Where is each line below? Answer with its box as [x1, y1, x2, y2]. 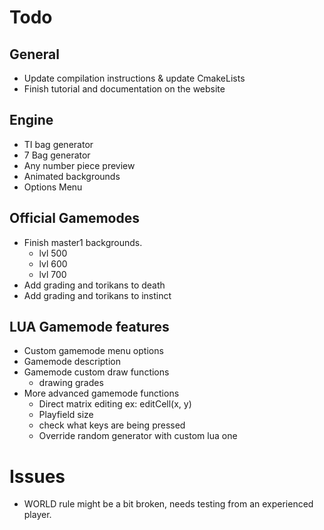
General [9, 46, 61, 63]
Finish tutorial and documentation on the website [23, 83, 226, 95]
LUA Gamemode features [9, 319, 170, 336]
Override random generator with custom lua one [38, 430, 238, 442]
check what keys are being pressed [38, 419, 186, 431]
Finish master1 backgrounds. [23, 236, 143, 248]
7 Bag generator [23, 149, 91, 161]
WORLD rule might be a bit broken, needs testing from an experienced [23, 498, 314, 510]
